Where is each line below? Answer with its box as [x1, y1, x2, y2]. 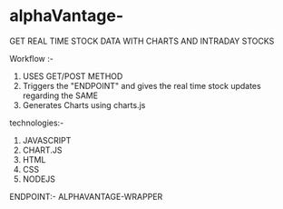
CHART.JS [22, 144, 63, 155]
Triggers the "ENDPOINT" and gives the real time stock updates [22, 80, 261, 91]
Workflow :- [9, 53, 54, 64]
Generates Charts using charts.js [22, 99, 146, 110]
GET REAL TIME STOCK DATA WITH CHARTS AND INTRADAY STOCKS [9, 35, 275, 46]
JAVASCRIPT [22, 134, 72, 145]
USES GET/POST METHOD [22, 70, 123, 82]
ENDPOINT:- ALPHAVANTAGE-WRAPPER [9, 191, 163, 202]
